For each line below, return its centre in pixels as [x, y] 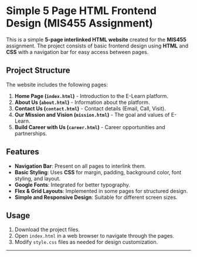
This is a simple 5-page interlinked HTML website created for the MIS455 [96, 39]
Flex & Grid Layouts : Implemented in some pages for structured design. [101, 191]
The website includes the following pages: [57, 84]
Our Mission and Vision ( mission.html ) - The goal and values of [92, 114]
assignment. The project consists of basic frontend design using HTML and [97, 46]
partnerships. [31, 133]
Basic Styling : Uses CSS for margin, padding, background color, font [98, 172]
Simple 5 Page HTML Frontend [81, 11]
